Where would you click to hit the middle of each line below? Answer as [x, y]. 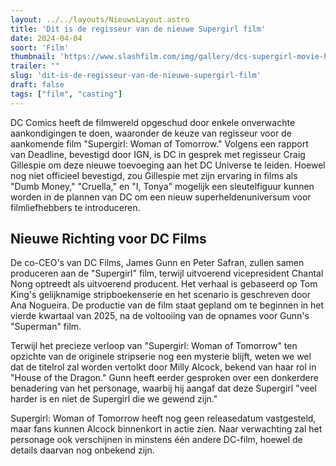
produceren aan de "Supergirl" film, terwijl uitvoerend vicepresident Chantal [167, 273]
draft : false [37, 85]
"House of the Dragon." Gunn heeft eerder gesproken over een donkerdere [164, 378]
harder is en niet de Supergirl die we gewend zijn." [114, 399]
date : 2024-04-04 [46, 38]
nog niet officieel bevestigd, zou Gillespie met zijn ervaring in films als [154, 175]
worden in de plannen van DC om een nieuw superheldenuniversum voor [161, 197]
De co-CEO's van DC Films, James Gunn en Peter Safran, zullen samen [157, 263]
